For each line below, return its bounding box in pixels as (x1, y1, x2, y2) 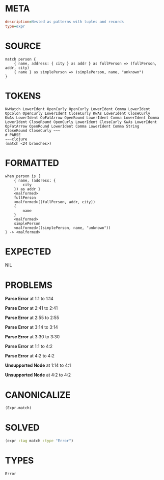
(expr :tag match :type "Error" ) (5, 439, 74, 444)
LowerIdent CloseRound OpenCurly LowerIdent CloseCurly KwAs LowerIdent (5, 119, 157, 125)
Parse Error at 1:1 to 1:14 (5, 296, 54, 302)
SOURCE (5, 40, 41, 52)
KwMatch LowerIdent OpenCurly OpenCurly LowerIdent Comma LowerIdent (5, 106, 151, 111)
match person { (5, 57, 36, 62)
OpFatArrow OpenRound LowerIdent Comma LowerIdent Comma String (5, 124, 139, 128)
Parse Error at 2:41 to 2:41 (5, 305, 58, 311)
